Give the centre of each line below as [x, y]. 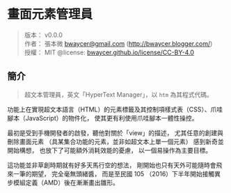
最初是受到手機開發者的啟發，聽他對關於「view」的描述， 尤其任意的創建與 [115, 132]
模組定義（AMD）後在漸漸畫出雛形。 [66, 183]
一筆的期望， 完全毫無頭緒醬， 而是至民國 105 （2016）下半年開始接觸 [114, 173]
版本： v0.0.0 [43, 35]
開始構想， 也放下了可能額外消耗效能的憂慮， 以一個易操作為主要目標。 [110, 150]
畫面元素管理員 [50, 14]
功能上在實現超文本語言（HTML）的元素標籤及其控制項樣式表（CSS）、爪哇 [115, 109]
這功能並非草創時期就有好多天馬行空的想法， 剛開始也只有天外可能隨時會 [112, 165]
